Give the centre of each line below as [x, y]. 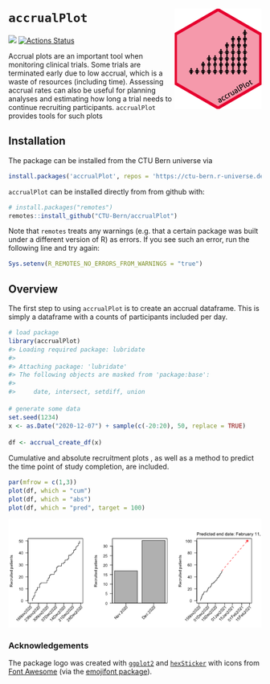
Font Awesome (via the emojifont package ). [80, 672]
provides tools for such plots [55, 116]
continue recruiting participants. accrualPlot [82, 107]
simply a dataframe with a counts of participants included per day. [118, 317]
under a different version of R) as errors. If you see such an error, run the [129, 240]
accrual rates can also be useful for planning [82, 90]
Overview [33, 289]
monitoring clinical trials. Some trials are [75, 64]
